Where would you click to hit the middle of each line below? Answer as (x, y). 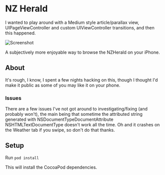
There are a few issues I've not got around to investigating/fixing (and (76, 109)
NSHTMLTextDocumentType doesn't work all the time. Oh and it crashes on (82, 125)
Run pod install (22, 158)
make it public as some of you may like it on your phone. (63, 85)
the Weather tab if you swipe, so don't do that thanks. (60, 130)
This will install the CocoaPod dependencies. (51, 167)
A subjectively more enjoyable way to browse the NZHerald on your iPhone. (82, 52)
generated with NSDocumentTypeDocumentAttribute (59, 119)
